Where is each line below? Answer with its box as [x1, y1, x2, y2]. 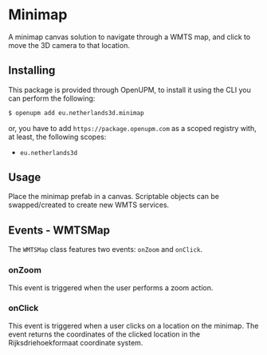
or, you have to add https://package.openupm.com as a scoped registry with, [8, 123, 257, 133]
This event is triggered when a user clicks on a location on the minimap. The [8, 321, 259, 330]
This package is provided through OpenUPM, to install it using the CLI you [8, 85, 251, 94]
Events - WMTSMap [8, 223, 110, 237]
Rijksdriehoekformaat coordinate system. [8, 337, 143, 347]
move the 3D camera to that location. [8, 40, 130, 50]
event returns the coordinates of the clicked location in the [8, 329, 201, 339]
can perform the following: [8, 94, 96, 103]
